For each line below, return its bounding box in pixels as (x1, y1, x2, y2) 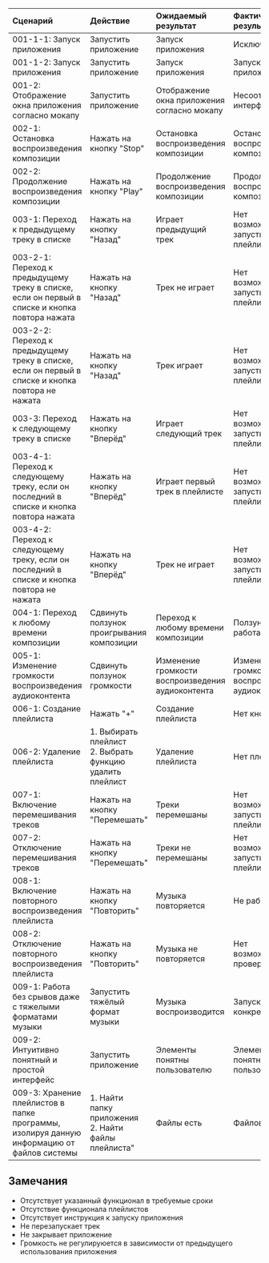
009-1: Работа (12, 981, 70, 992)
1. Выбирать (89, 726, 139, 737)
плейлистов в (12, 1097, 66, 1108)
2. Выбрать (89, 746, 134, 757)
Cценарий (12, 15, 54, 26)
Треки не (155, 842, 191, 853)
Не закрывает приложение (19, 1229, 113, 1239)
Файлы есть (155, 1117, 203, 1128)
